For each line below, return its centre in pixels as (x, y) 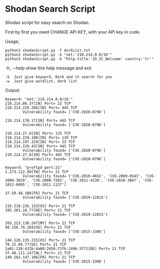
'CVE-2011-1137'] (49, 185)
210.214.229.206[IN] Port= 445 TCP (41, 108)
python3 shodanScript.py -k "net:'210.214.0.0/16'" (59, 55)
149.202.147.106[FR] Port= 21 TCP (40, 257)
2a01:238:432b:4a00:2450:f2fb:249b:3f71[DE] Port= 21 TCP (65, 248)
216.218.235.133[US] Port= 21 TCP (40, 206)
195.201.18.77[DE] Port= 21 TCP (38, 210)
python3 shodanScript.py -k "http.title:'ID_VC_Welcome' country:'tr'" (79, 59)
